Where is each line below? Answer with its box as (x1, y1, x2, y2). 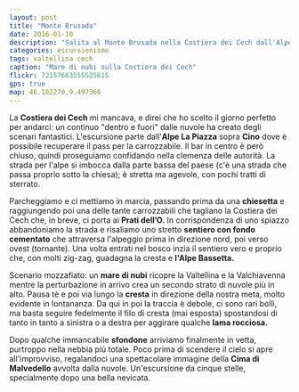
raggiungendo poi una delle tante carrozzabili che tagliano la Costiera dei (9, 205, 278, 216)
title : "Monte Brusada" (9, 21, 98, 30)
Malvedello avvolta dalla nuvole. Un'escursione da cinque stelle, (9, 363, 246, 373)
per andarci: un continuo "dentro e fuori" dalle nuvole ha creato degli (9, 121, 262, 132)
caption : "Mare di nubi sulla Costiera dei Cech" (9, 63, 198, 72)
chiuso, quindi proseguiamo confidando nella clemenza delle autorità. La (9, 150, 276, 160)
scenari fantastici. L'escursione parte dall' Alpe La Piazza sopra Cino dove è (9, 131, 287, 142)
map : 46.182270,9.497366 (9, 87, 101, 96)
